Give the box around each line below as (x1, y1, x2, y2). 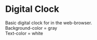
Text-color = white (5, 30, 43, 36)
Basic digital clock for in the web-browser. (5, 20, 92, 26)
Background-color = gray (5, 25, 57, 31)
